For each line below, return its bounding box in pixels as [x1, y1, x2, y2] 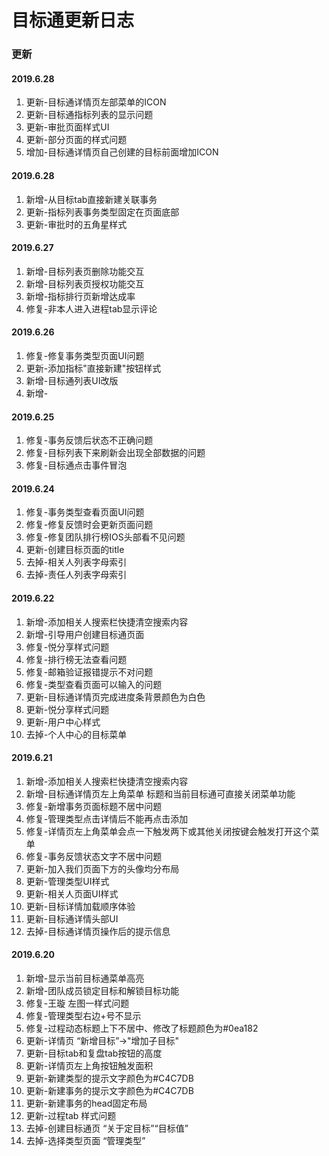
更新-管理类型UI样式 [25, 875, 110, 887]
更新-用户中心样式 [25, 716, 101, 728]
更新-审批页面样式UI [25, 121, 110, 133]
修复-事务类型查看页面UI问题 [25, 506, 145, 518]
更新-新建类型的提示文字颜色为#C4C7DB [25, 1072, 194, 1084]
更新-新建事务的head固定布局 [25, 1097, 148, 1109]
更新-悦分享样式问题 [25, 703, 110, 715]
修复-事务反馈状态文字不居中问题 [25, 850, 163, 862]
